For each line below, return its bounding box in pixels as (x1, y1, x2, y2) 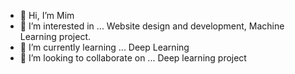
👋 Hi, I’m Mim (19, 10, 75, 21)
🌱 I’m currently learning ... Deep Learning (19, 41, 190, 53)
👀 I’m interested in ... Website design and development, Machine (19, 20, 285, 32)
